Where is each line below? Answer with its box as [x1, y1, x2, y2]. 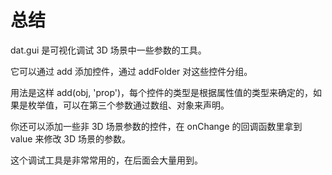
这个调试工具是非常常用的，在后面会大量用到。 [10, 154, 203, 166]
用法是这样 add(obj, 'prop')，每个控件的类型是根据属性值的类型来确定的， [10, 86, 314, 98]
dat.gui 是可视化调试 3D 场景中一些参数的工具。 [10, 44, 207, 56]
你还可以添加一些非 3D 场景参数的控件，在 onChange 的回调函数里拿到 [10, 120, 303, 132]
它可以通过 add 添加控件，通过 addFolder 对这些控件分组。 [10, 65, 253, 77]
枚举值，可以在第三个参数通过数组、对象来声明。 [27, 99, 230, 111]
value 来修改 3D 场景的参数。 [10, 132, 132, 145]
